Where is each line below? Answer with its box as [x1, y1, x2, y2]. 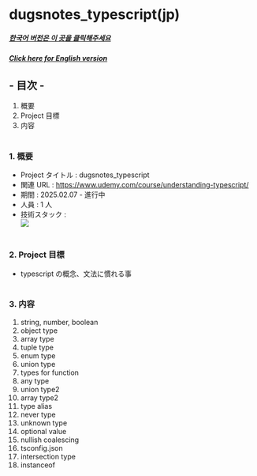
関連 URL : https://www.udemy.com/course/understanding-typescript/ [20, 180, 249, 190]
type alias [20, 401, 53, 410]
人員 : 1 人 [20, 200, 53, 210]
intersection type [20, 451, 76, 461]
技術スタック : [20, 210, 66, 219]
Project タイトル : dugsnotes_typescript [20, 170, 150, 179]
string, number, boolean [20, 317, 99, 327]
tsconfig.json [20, 443, 63, 452]
